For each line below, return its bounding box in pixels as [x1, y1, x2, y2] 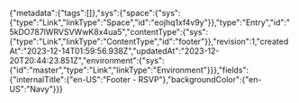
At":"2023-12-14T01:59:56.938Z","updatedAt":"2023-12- [9, 46, 220, 56]
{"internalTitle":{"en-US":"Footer [9, 74, 131, 84]
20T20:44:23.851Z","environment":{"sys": [9, 56, 165, 65]
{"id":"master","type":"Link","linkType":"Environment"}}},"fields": [9, 64, 249, 75]
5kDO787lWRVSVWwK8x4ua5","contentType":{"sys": [9, 27, 209, 37]
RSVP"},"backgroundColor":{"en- [138, 74, 262, 84]
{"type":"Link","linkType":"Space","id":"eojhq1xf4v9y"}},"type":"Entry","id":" [9, 17, 291, 28]
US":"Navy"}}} [9, 84, 63, 94]
